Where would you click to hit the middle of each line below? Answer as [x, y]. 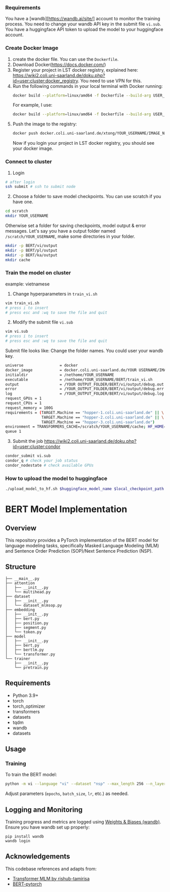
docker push [25, 134]
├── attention [20, 583]
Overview [21, 528]
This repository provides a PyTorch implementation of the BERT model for [82, 540]
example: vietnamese [27, 284]
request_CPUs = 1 [24, 403]
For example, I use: [32, 105]
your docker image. [33, 148]
